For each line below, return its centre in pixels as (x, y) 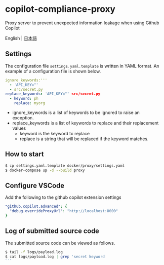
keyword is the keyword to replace (55, 133)
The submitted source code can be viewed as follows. (60, 243)
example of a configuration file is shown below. (53, 71)
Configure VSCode (35, 185)
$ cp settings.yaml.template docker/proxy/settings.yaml (65, 166)
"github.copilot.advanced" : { (36, 207)
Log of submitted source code (52, 231)
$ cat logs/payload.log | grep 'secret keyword (55, 257)
